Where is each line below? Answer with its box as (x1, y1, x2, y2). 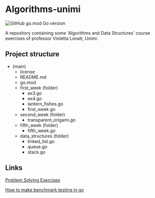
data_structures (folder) (20, 133, 69, 139)
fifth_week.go (27, 127, 56, 134)
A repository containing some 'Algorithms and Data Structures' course (5, 30, 150, 36)
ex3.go (27, 90, 42, 96)
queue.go (27, 144, 48, 150)
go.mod (20, 79, 36, 85)
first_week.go (27, 106, 56, 112)
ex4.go (27, 95, 42, 101)
